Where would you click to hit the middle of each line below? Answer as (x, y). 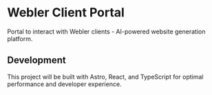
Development (37, 60)
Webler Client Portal (66, 13)
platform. (20, 38)
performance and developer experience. (64, 84)
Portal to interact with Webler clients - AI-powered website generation (106, 31)
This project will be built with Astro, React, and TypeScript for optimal (105, 77)
